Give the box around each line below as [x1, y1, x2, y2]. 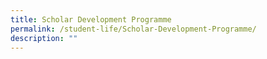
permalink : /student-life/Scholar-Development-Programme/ [10, 24, 257, 34]
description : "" [10, 33, 78, 43]
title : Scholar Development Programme [10, 14, 172, 25]
